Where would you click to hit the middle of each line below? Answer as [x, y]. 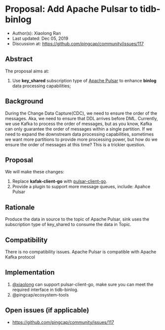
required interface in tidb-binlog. [45, 290]
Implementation [30, 273]
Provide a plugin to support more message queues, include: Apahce [81, 187]
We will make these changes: [35, 172]
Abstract [19, 59]
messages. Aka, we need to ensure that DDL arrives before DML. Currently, [82, 118]
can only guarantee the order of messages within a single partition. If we [79, 129]
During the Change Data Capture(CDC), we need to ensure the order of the [81, 113]
